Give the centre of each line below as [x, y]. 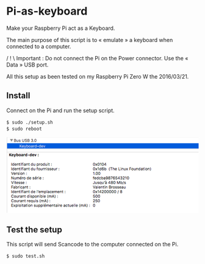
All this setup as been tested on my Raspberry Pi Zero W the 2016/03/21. [98, 76]
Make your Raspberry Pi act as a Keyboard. [61, 28]
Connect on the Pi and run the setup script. [60, 110]
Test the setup [34, 230]
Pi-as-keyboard [47, 11]
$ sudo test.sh [26, 256]
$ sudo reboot [24, 129]
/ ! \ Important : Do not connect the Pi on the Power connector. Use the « [97, 58]
